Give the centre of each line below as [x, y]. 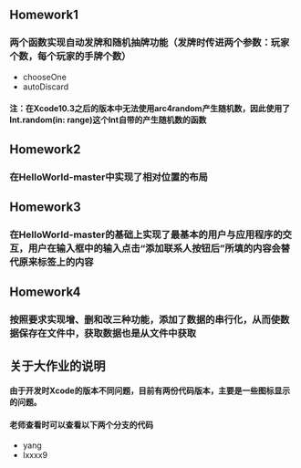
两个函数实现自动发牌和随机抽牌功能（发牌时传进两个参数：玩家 [150, 43]
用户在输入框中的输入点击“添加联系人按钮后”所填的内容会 [154, 248]
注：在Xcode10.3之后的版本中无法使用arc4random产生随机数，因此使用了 [150, 109]
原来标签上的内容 [56, 262]
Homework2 [45, 149]
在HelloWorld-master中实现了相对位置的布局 [109, 177]
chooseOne [44, 77]
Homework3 [46, 207]
